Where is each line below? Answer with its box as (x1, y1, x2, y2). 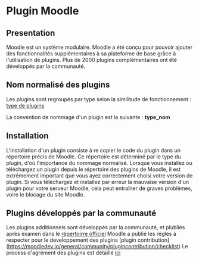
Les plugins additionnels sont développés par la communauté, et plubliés (6, 224, 185, 231)
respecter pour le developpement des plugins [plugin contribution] (6, 236, 170, 244)
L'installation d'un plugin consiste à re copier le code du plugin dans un (6, 146, 181, 154)
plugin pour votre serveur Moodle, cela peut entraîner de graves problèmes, (6, 185, 192, 192)
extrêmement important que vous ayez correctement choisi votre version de (6, 171, 193, 179)
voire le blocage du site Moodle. (6, 191, 85, 198)
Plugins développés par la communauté (6, 208, 157, 219)
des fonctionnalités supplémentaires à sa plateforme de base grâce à (6, 50, 176, 57)
